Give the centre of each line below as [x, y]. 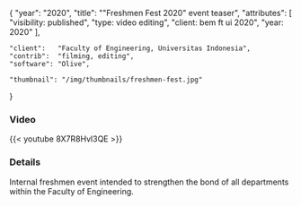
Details [25, 162]
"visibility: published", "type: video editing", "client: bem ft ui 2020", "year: [147, 22]
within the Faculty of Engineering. [72, 191]
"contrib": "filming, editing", [72, 56]
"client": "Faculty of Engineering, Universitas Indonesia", [130, 48]
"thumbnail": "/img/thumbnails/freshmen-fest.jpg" [106, 80]
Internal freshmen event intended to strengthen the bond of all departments [149, 182]
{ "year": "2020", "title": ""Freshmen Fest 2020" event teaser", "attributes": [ [150, 13]
